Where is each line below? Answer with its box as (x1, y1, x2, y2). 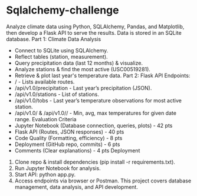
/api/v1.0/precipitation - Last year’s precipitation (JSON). (14, 84, 152, 91)
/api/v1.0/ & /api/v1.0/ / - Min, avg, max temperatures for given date (14, 109, 177, 117)
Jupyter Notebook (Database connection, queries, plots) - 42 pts (14, 122, 173, 129)
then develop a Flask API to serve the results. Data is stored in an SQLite (6, 29, 182, 36)
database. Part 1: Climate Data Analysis (6, 35, 101, 42)
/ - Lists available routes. (14, 78, 75, 85)
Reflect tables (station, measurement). (14, 53, 108, 60)
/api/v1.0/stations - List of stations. (14, 91, 99, 98)
